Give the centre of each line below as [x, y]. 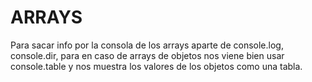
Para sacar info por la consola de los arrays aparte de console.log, [147, 45]
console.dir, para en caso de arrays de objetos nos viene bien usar [147, 55]
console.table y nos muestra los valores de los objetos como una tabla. [156, 66]
